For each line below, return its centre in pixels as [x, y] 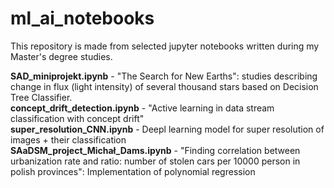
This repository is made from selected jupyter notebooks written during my [165, 46]
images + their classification [68, 139]
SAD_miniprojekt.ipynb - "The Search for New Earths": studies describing [164, 76]
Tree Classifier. [41, 97]
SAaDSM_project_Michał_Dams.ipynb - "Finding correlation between [155, 150]
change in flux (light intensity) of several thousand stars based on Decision [164, 86]
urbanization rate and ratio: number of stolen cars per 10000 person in [155, 161]
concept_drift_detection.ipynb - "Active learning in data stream [142, 108]
